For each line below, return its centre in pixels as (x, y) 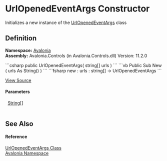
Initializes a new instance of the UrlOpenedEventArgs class (66, 22)
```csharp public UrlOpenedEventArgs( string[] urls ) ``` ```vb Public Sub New (83, 65)
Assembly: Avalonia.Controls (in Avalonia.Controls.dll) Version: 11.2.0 (76, 55)
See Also (19, 124)
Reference (16, 136)
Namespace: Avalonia (28, 50)
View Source (18, 80)
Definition (21, 38)
